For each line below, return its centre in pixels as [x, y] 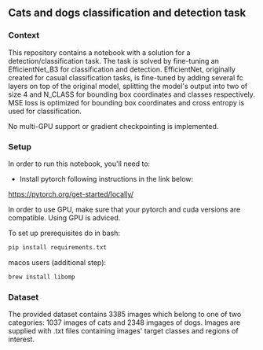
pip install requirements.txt [58, 247]
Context [24, 35]
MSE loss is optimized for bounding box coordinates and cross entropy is [126, 102]
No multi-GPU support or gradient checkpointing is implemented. [113, 126]
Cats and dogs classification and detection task [127, 13]
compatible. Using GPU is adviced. [64, 217]
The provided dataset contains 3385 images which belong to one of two [125, 315]
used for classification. [45, 111]
